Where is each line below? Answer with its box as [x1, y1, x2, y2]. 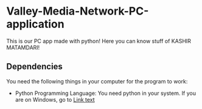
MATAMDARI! [6, 44, 40, 51]
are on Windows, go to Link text [15, 96, 96, 103]
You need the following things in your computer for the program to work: [6, 77, 188, 85]
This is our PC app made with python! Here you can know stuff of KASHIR [6, 37, 192, 44]
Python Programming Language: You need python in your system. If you [15, 90, 197, 97]
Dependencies [6, 62, 63, 72]
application [6, 17, 65, 31]
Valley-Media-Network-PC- [6, 4, 149, 18]
